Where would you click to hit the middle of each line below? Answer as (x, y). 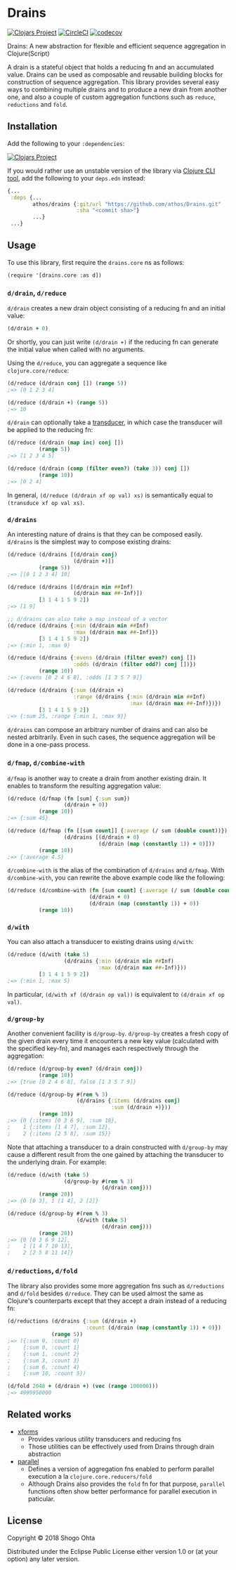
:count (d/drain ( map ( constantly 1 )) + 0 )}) (153, 1328)
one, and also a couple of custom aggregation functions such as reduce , (112, 97)
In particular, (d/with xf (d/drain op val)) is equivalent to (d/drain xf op (116, 994)
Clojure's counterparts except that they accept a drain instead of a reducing (117, 1301)
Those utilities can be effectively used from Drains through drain (121, 1446)
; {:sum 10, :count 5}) (47, 1374)
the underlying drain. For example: (57, 1162)
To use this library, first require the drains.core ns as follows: (96, 262)
